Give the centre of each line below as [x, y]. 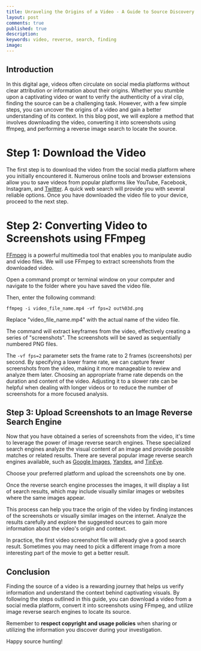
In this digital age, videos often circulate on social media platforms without [98, 84]
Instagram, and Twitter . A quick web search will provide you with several [95, 188]
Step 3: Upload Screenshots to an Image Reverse [100, 412]
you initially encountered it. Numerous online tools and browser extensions [98, 176]
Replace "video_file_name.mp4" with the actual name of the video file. [93, 319]
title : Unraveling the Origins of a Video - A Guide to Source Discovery [100, 12]
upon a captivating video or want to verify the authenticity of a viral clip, [95, 97]
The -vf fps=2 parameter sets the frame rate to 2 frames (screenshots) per [99, 355]
